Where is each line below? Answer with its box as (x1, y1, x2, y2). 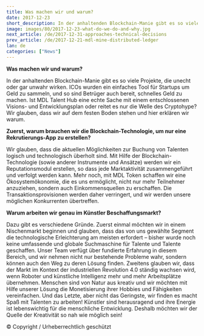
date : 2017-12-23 (6, 15, 50, 21)
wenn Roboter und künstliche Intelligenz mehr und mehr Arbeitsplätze (6, 272, 181, 279)
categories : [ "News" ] (6, 49, 61, 55)
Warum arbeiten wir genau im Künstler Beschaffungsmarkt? (6, 209, 161, 216)
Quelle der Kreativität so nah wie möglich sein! (6, 311, 123, 318)
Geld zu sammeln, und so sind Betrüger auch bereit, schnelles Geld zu (6, 89, 182, 97)
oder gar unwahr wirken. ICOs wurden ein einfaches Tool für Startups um (6, 83, 190, 91)
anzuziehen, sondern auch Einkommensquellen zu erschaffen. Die (6, 184, 172, 191)
